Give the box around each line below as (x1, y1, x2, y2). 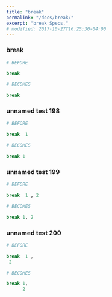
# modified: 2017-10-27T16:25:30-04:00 (6, 25, 107, 32)
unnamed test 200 (6, 229, 61, 237)
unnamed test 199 (6, 167, 60, 176)
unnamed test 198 (6, 107, 60, 115)
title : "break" (6, 8, 45, 15)
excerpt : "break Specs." (6, 20, 69, 26)
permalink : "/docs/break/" (6, 15, 74, 21)
